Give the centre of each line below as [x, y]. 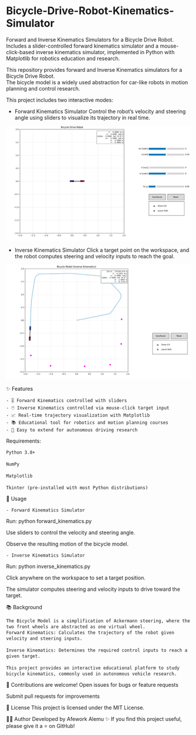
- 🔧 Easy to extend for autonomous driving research [72, 430]
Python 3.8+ [21, 453]
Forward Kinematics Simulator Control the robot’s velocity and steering [100, 111]
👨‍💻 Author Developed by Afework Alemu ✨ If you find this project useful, [94, 719]
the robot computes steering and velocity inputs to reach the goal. [94, 257]
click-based [20, 52]
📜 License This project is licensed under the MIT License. [75, 708]
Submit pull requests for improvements [53, 696]
